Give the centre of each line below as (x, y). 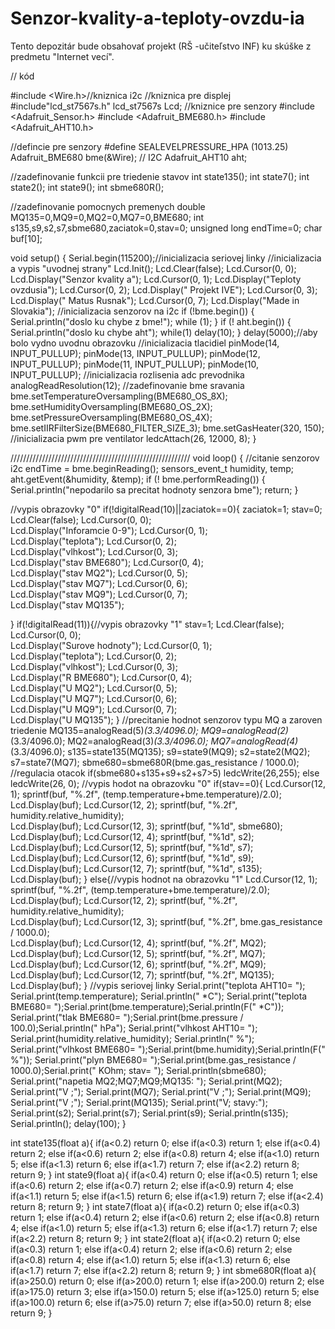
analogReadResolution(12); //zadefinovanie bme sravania (127, 385)
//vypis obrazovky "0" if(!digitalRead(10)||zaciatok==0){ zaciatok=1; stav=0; (166, 509)
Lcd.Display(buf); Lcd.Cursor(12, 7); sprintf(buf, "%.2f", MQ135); (142, 974)
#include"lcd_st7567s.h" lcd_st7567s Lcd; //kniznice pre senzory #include (162, 106)
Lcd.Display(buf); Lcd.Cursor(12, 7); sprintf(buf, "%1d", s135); (136, 868)
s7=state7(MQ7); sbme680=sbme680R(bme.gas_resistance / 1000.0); (155, 762)
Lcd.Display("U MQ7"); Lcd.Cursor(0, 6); (94, 698)
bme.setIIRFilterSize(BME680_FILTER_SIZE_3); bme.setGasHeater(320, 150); (167, 428)
